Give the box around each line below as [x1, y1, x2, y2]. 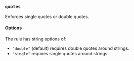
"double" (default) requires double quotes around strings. [12, 45, 130, 51]
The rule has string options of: [5, 36, 67, 41]
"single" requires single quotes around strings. [12, 50, 109, 56]
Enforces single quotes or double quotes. [5, 14, 89, 20]
